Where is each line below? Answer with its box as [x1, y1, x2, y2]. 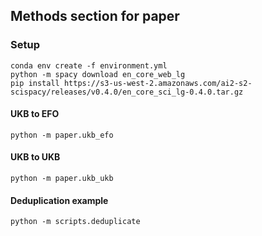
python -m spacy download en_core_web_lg [10, 69, 186, 79]
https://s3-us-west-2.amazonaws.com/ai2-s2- [63, 78, 253, 88]
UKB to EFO [10, 108, 60, 120]
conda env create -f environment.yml [10, 60, 168, 71]
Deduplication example [10, 194, 109, 206]
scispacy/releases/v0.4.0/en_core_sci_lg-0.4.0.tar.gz [10, 87, 244, 97]
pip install [10, 78, 60, 88]
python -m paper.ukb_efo [10, 130, 114, 140]
